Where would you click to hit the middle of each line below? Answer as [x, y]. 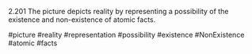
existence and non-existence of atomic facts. [82, 20]
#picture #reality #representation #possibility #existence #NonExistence [126, 35]
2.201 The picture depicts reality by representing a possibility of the [118, 11]
